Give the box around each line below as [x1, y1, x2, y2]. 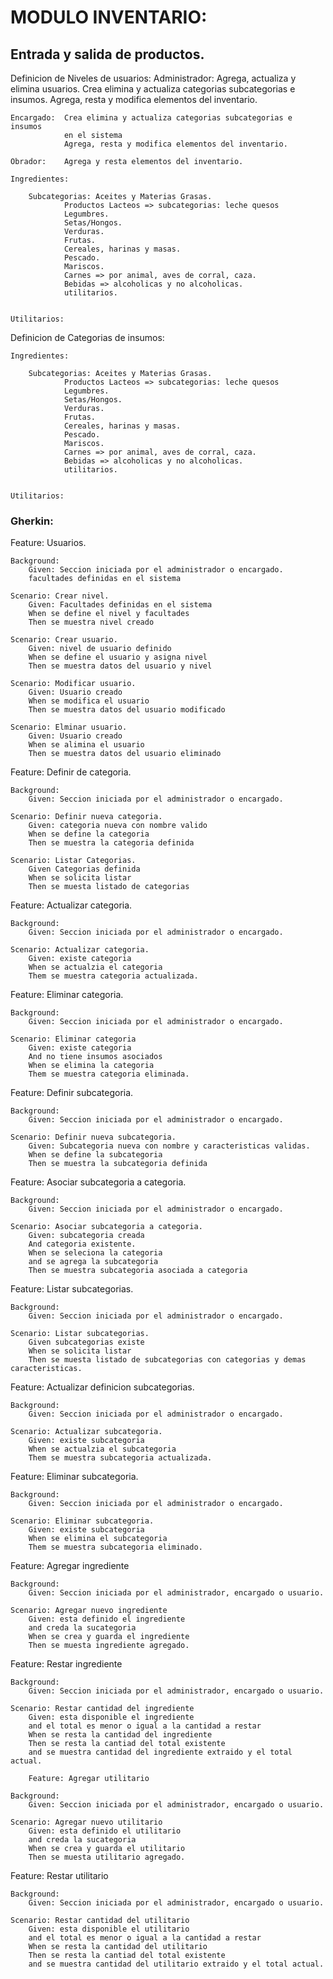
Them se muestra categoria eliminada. [28, 1069, 190, 1080]
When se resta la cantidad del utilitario [28, 1942, 208, 1952]
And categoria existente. [28, 1239, 137, 1250]
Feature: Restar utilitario [10, 1870, 109, 1882]
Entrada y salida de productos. [10, 46, 205, 63]
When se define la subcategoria [28, 1150, 163, 1160]
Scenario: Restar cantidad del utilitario [10, 1916, 190, 1926]
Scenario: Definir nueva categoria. [10, 812, 163, 822]
